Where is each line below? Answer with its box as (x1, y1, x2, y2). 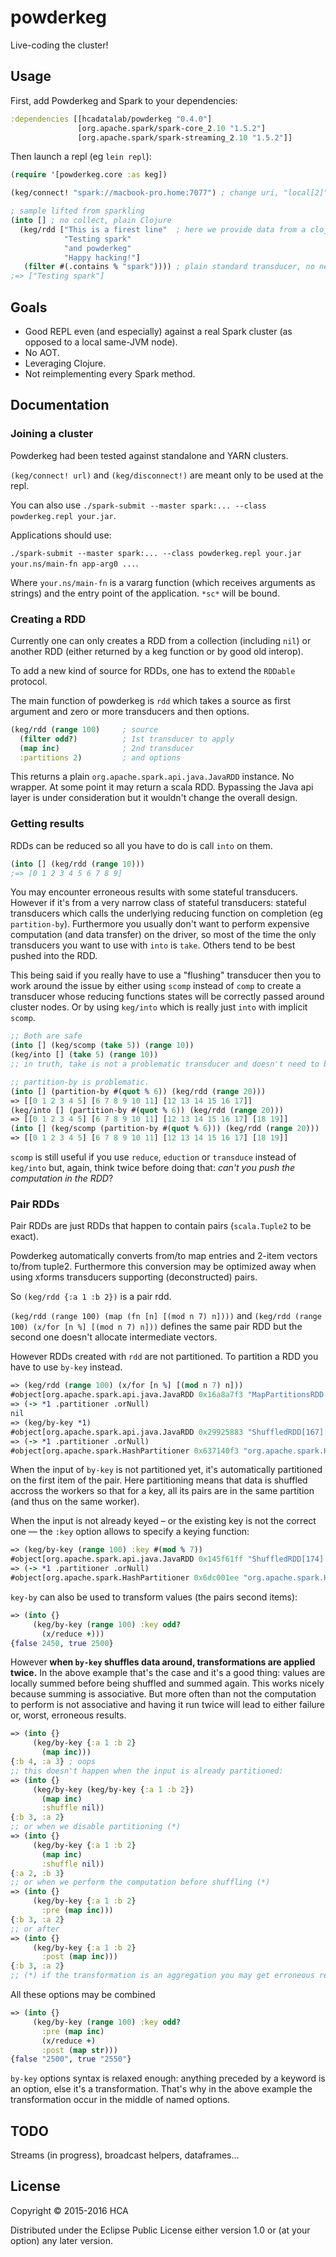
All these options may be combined (10, 1989, 156, 2001)
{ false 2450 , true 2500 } (10, 1638, 114, 1648)
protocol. (10, 675, 48, 687)
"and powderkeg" (63, 243, 132, 253)
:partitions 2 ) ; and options (19, 752, 182, 763)
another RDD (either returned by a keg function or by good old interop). (10, 645, 304, 657)
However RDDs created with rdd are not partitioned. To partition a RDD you (10, 1351, 319, 1363)
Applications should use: (10, 529, 112, 541)
